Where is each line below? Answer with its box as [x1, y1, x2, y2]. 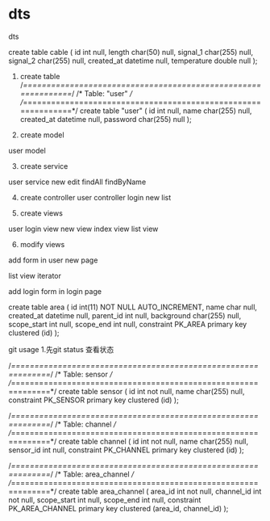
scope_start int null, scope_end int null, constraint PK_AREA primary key [8, 319, 247, 329]
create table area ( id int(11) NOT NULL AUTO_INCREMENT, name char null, [8, 302, 258, 312]
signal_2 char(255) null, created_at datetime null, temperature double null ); [8, 56, 258, 65]
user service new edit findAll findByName [8, 177, 147, 187]
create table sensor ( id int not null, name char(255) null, [58, 386, 245, 396]
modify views [19, 239, 65, 249]
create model [19, 130, 64, 140]
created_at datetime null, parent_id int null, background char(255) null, [8, 310, 242, 320]
